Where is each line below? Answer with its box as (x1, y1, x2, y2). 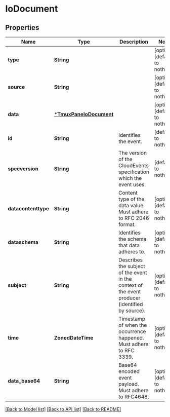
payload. (118, 381, 139, 388)
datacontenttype (8, 205, 50, 212)
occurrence (118, 328, 146, 335)
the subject (118, 263, 145, 270)
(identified (118, 301, 143, 308)
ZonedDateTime (54, 334, 94, 341)
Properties (5, 23, 39, 32)
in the (118, 276, 132, 282)
